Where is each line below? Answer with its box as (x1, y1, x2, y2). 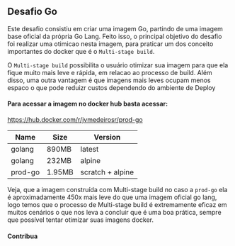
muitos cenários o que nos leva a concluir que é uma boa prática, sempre (7, 208, 222, 217)
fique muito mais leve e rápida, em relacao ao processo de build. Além (7, 68, 212, 77)
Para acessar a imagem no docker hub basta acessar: (7, 99, 168, 108)
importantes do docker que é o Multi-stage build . (7, 47, 155, 55)
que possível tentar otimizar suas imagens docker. (7, 216, 154, 224)
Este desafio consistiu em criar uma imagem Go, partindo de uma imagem (7, 24, 223, 33)
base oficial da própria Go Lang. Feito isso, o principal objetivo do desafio (7, 32, 222, 40)
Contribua (7, 232, 38, 240)
